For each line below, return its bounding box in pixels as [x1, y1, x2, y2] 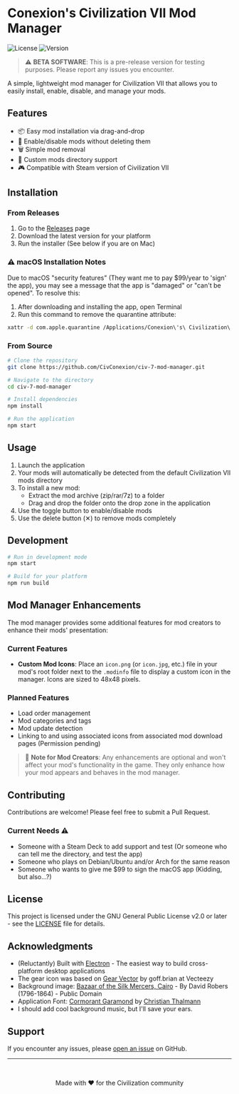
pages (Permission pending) [17, 739, 101, 748]
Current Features [7, 644, 68, 654]
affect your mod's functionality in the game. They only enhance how [24, 761, 225, 769]
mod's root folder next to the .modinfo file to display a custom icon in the [17, 667, 231, 676]
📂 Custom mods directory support [17, 155, 117, 163]
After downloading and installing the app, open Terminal [17, 302, 183, 311]
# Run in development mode [7, 553, 87, 561]
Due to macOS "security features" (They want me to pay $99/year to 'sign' [7, 273, 227, 282]
